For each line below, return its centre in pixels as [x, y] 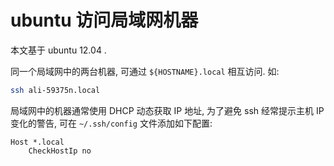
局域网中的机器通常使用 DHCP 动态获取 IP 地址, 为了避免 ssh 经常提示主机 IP [167, 110]
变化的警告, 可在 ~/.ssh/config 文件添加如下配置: [111, 123]
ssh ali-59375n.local [55, 90]
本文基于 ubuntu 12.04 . [58, 50]
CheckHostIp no [60, 151]
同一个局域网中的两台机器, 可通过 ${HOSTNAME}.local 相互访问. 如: [145, 71]
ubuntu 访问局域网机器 [104, 20]
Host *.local [37, 142]
